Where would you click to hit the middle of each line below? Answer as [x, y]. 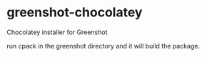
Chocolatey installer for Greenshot [57, 32]
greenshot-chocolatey [75, 12]
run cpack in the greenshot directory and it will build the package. [103, 46]
